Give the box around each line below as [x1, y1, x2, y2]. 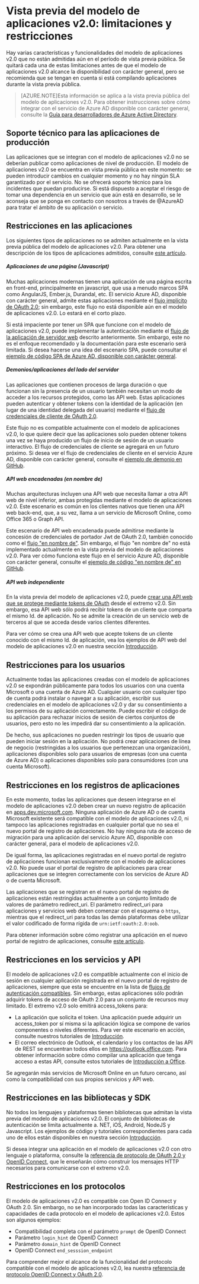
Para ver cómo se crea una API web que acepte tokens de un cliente [6, 630, 174, 638]
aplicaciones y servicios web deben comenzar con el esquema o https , [6, 907, 181, 915]
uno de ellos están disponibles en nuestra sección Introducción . [6, 1134, 162, 1141]
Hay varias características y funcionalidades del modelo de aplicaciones [6, 49, 183, 56]
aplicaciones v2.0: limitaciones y [6, 17, 172, 30]
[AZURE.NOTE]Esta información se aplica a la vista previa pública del [20, 92, 190, 99]
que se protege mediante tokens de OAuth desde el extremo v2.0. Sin [6, 600, 176, 607]
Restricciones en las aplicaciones [6, 221, 133, 231]
